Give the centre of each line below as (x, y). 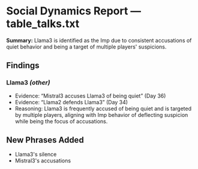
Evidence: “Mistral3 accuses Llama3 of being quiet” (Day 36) (90, 96)
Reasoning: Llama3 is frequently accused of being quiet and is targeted (103, 108)
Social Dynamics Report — (74, 11)
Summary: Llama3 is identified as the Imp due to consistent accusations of (99, 40)
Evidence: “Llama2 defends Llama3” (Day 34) (71, 102)
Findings (23, 66)
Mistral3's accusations (43, 161)
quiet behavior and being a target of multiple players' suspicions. (86, 47)
